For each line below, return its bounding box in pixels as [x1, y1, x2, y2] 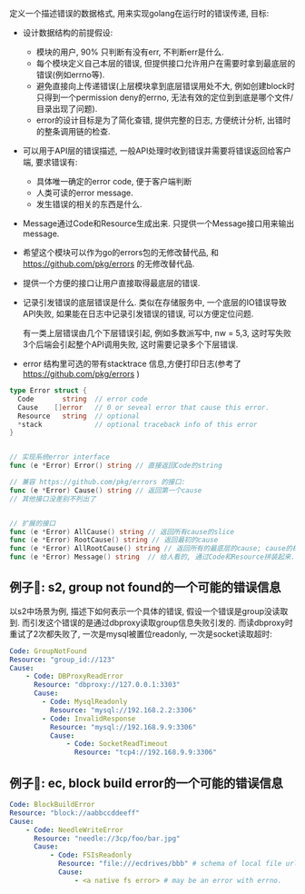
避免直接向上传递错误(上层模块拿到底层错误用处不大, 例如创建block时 [35, 81, 295, 91]
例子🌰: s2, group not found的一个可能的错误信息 [9, 580, 281, 595]
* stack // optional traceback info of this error [17, 420, 258, 429]
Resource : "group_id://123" [9, 655, 116, 664]
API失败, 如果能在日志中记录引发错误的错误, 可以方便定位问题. [22, 308, 254, 319]
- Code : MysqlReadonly [42, 698, 128, 707]
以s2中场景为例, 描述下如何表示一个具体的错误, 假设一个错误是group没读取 [9, 605, 289, 616]
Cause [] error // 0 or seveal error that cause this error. [17, 402, 271, 412]
